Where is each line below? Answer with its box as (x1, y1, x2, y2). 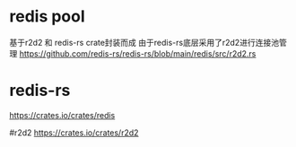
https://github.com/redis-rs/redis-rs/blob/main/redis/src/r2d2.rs (19, 48, 257, 59)
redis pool (9, 6, 85, 27)
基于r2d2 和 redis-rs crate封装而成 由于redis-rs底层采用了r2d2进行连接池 (9, 37, 280, 48)
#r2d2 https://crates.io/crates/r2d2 (9, 127, 139, 138)
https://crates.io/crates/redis (9, 109, 116, 120)
